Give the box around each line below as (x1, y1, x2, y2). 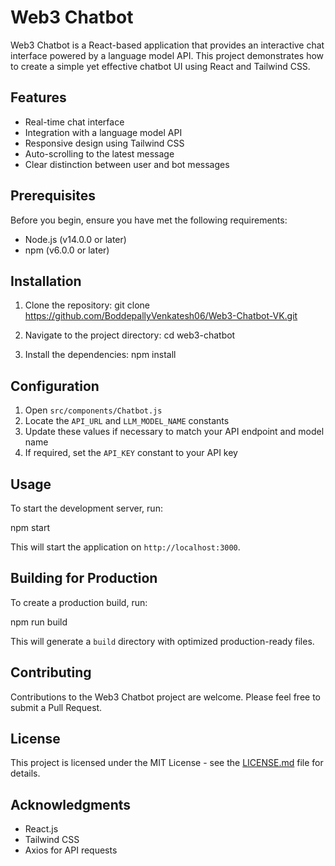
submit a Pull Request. (10, 701, 103, 713)
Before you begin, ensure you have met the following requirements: (10, 214, 288, 226)
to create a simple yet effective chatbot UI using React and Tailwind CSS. (10, 60, 311, 72)
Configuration (10, 377, 100, 395)
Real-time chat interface (24, 116, 125, 128)
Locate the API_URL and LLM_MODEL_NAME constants (24, 415, 230, 427)
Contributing (10, 664, 92, 681)
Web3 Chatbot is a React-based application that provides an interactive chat (10, 39, 325, 51)
